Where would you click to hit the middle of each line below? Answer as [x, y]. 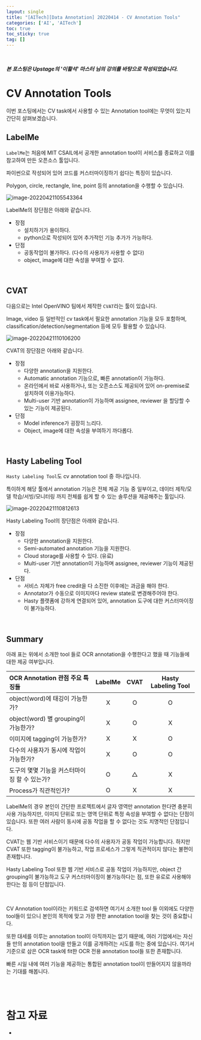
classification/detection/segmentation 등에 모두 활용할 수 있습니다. [86, 326]
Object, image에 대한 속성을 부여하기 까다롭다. [78, 430]
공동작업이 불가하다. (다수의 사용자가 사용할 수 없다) [84, 253]
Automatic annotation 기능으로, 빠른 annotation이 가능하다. [94, 378]
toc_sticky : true [28, 34]
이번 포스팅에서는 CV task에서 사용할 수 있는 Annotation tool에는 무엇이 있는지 [98, 111]
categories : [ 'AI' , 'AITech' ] [44, 23]
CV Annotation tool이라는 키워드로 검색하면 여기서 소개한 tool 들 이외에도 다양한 [100, 909]
